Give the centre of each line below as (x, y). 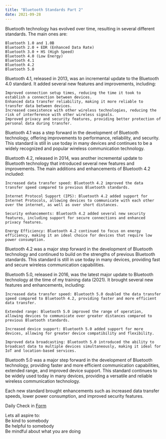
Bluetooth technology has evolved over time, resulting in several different (80, 28)
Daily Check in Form (26, 406)
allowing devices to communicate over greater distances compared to (79, 316)
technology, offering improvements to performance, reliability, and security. (83, 138)
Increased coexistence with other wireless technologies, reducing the (81, 110)
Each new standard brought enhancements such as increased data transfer (82, 391)
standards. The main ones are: (36, 34)
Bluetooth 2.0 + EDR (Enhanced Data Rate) (50, 47)
